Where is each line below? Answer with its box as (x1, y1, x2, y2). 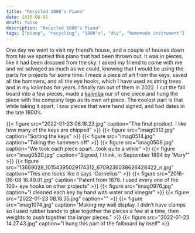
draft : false (6, 19, 38, 25)
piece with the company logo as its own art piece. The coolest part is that (6, 96, 183, 103)
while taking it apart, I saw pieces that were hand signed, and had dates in (6, 103, 185, 110)
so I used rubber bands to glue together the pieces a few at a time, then (6, 208, 179, 215)
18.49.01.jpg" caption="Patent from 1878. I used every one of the (22, 177, 179, 184)
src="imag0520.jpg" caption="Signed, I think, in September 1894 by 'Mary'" (6, 151, 190, 158)
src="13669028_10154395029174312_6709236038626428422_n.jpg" (6, 164, 174, 171)
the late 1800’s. (6, 109, 43, 116)
